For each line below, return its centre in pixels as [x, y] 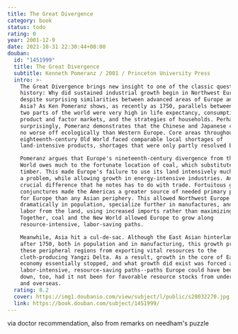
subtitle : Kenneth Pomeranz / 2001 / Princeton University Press [112, 73]
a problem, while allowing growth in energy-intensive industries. [121, 178]
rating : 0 [22, 34]
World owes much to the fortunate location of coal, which [109, 165]
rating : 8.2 [32, 290]
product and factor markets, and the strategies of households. [117, 119]
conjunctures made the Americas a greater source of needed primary [123, 191]
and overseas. [41, 284]
